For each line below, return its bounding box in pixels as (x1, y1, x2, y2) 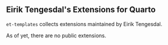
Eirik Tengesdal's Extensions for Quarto (6, 5, 156, 15)
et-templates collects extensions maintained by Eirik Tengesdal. (6, 20, 163, 27)
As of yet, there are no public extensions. (6, 32, 106, 39)
